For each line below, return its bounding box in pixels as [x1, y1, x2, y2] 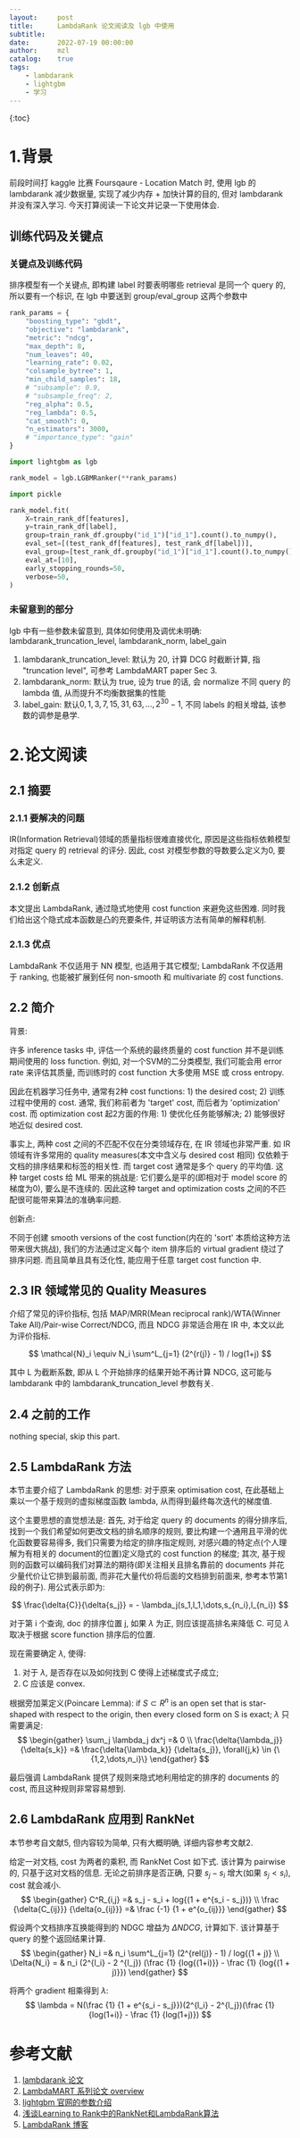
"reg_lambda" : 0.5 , [25, 408, 98, 417]
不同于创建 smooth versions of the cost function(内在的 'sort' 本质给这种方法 [9, 1232, 291, 1242]
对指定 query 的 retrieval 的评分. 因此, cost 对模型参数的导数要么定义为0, [9, 845, 276, 856]
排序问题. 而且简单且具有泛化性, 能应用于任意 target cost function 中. [9, 1254, 262, 1265]
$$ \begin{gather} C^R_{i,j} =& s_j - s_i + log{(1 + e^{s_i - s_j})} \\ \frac [21, 1894, 279, 1905]
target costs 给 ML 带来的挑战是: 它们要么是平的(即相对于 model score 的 [19, 1172, 287, 1182]
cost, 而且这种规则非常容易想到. [9, 1783, 127, 1793]
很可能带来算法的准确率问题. [16, 1194, 122, 1205]
